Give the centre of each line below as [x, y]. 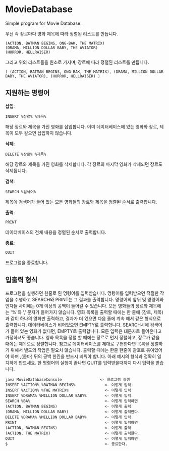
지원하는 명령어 [27, 93]
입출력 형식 [21, 280]
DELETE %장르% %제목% [26, 154]
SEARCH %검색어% [21, 192]
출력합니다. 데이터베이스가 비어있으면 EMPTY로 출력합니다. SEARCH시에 [77, 325]
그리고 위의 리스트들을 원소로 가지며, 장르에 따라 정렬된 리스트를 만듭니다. [77, 62]
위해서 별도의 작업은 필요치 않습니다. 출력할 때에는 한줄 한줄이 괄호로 [78, 350]
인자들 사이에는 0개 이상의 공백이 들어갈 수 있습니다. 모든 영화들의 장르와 [76, 306]
